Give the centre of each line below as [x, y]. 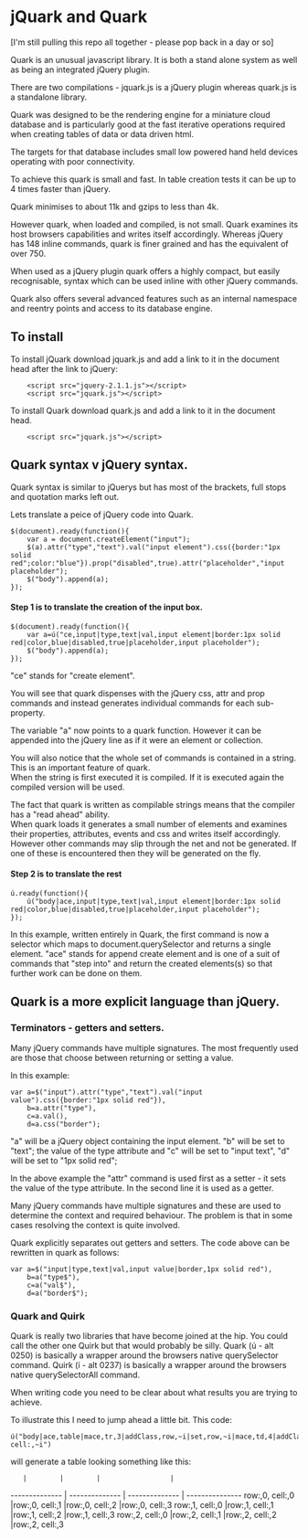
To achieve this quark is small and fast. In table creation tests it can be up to [153, 179]
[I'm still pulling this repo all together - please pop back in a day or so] [142, 42]
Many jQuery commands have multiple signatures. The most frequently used [154, 1047]
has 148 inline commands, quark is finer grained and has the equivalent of [149, 243]
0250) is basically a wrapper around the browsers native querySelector [144, 1355]
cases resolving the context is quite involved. [96, 1225]
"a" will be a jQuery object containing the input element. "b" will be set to [148, 1141]
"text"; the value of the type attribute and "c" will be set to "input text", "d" [150, 1151]
